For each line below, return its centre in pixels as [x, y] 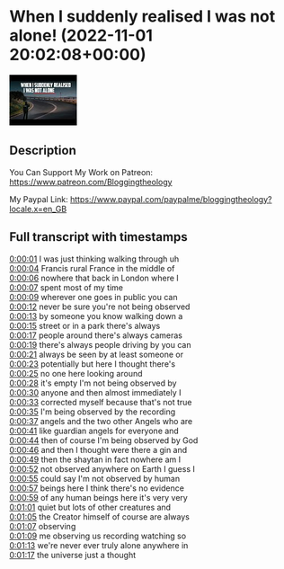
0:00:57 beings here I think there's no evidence [97, 488]
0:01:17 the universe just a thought [73, 555]
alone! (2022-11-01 [81, 36]
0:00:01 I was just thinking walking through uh [94, 259]
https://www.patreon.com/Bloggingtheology [91, 182]
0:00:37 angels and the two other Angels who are [101, 421]
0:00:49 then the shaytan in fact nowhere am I [95, 459]
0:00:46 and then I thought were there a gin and [98, 449]
